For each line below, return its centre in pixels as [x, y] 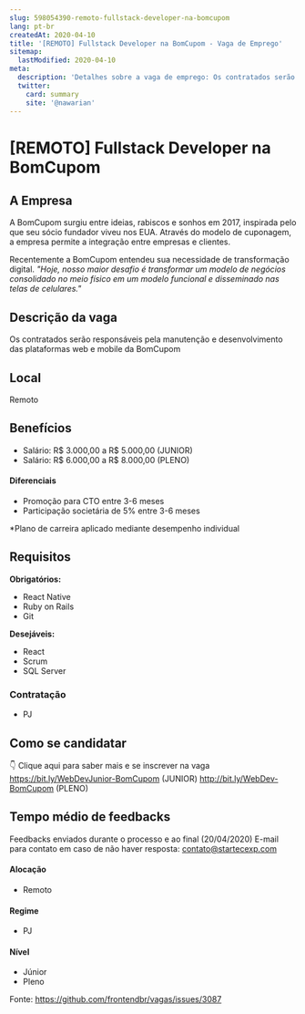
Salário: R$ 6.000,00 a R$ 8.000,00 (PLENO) [106, 460]
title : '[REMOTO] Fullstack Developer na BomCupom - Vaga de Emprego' [146, 43]
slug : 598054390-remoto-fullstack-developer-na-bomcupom [120, 18]
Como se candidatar [68, 743]
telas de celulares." [46, 289]
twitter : [34, 86]
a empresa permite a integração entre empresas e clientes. [120, 242]
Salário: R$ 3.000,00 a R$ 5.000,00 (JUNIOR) [107, 450]
